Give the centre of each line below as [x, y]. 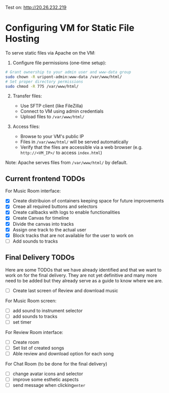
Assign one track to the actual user [50, 229]
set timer [22, 322]
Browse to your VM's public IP [52, 137]
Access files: [26, 126]
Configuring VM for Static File [70, 28]
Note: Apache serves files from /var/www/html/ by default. [66, 163]
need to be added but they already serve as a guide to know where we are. [84, 280]
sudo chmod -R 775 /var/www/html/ [42, 86]
